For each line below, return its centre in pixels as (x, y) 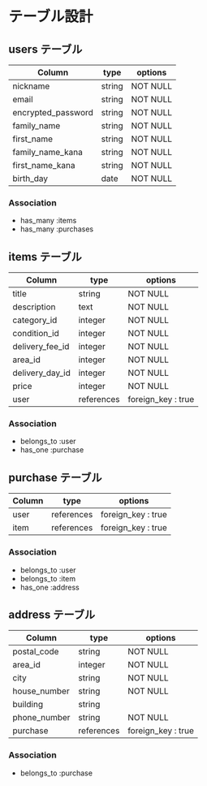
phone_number (41, 718)
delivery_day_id (41, 373)
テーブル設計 (51, 17)
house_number (41, 691)
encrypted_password (53, 112)
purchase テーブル (55, 477)
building (28, 705)
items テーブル (45, 257)
